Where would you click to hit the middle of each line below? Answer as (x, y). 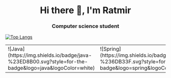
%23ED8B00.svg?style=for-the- (48, 62)
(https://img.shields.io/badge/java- (50, 55)
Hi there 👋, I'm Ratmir (85, 10)
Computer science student (85, 26)
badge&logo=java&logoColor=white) (51, 68)
